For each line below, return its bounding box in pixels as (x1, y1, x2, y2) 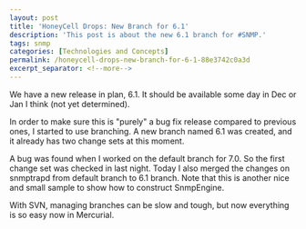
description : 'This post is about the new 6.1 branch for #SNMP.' (9, 30, 267, 39)
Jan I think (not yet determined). (9, 98, 130, 109)
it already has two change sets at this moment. (9, 135, 185, 146)
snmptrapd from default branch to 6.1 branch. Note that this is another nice (9, 172, 290, 183)
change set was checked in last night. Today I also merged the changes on (9, 163, 290, 174)
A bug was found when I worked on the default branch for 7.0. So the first (9, 153, 285, 164)
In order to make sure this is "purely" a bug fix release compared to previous (9, 115, 297, 127)
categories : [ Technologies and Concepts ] (9, 47, 169, 56)
